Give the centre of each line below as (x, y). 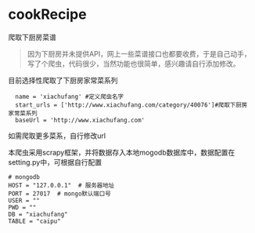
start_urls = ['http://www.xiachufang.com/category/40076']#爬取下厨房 (131, 105)
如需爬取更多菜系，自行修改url (57, 136)
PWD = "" (22, 207)
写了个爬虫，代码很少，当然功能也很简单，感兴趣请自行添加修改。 (133, 64)
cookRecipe (48, 15)
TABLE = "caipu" (34, 221)
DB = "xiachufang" (38, 214)
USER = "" (24, 200)
